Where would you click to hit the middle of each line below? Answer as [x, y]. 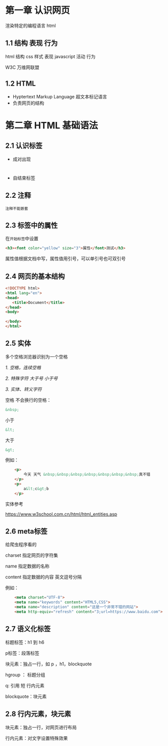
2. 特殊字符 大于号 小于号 [32, 378]
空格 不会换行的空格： [28, 400]
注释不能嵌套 [17, 209]
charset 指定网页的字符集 [32, 555]
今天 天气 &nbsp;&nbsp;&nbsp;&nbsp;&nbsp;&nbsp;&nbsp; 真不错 [87, 475]
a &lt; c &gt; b [36, 488]
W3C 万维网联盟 [22, 67]
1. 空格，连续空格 [23, 367]
